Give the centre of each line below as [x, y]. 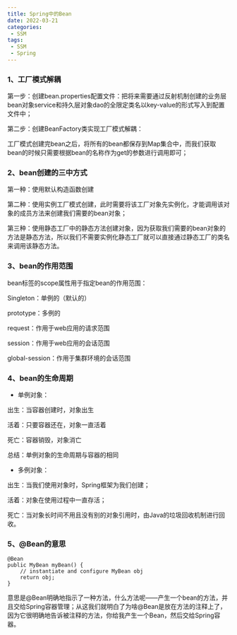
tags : [15, 40]
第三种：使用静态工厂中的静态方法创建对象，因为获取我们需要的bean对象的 [117, 228]
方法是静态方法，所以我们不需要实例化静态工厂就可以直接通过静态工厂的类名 [119, 237]
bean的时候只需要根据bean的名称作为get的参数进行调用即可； [98, 153]
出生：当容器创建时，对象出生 [50, 410]
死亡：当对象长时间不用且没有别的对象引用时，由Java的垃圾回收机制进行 [113, 515]
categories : [25, 27]
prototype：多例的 [34, 313]
